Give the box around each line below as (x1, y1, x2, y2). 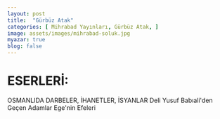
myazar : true (7, 36, 46, 43)
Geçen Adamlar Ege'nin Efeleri (7, 103, 96, 112)
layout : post (7, 10, 46, 17)
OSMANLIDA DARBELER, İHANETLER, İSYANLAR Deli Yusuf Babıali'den (7, 96, 213, 104)
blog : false (7, 43, 42, 50)
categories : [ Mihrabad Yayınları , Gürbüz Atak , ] (7, 23, 159, 30)
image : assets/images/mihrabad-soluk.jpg (7, 29, 131, 37)
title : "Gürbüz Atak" (7, 17, 74, 24)
